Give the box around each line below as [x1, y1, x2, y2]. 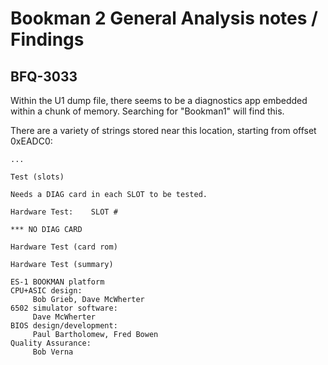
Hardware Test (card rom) [10, 242, 118, 252]
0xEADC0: [10, 135, 53, 147]
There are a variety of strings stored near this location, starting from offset [10, 125, 317, 136]
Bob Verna [32, 347, 74, 357]
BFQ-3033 [10, 68, 78, 85]
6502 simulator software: [10, 303, 118, 313]
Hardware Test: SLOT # [10, 207, 118, 217]
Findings [10, 28, 85, 51]
